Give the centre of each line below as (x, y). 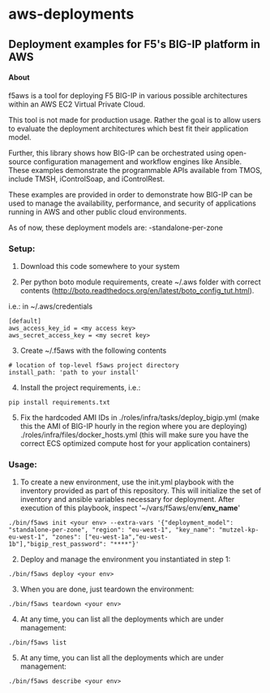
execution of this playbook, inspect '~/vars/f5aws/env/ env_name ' (130, 508)
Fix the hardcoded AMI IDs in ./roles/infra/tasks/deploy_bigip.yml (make (139, 418)
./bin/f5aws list (38, 643)
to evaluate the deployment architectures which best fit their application (129, 128)
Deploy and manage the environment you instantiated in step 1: (125, 559)
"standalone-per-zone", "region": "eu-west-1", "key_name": (112, 530)
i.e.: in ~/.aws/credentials (51, 306)
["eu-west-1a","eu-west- (126, 537)
